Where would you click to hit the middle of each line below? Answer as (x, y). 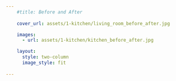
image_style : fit (44, 63)
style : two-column (45, 57)
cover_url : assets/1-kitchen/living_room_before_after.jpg (94, 23)
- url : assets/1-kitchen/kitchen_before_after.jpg (88, 40)
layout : (26, 52)
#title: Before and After (50, 12)
